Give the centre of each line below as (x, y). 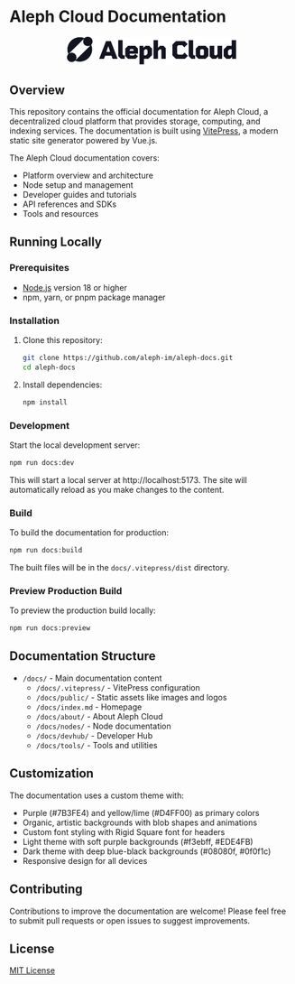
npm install (45, 402)
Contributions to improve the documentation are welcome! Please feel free (148, 911)
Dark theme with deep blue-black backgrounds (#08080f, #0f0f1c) (147, 851)
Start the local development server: (75, 445)
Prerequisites (39, 268)
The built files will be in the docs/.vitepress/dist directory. (120, 567)
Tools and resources (60, 213)
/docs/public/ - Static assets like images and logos (131, 697)
